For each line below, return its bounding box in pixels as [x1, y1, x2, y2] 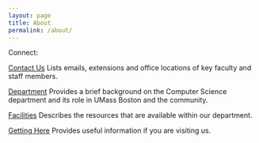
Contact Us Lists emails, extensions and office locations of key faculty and [8, 63, 252, 73]
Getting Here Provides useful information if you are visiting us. [8, 126, 211, 135]
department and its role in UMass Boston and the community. [8, 96, 208, 105]
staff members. [8, 72, 58, 81]
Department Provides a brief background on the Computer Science [8, 87, 227, 96]
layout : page [8, 11, 51, 20]
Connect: [8, 48, 38, 58]
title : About [8, 19, 51, 27]
